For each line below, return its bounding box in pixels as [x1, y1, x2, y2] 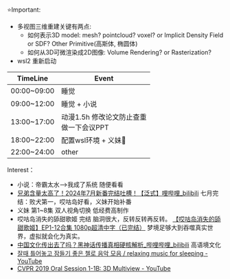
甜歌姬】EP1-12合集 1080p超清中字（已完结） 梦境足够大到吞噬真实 [16, 223, 207, 231]
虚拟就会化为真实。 [29, 232, 84, 240]
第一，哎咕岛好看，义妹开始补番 [41, 198, 132, 205]
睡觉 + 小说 [60, 99, 97, 109]
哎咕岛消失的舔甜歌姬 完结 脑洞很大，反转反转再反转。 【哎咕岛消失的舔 [16, 215, 221, 223]
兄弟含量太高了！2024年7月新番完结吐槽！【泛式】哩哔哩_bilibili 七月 [16, 189, 213, 197]
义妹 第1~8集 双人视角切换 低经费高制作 [16, 206, 129, 214]
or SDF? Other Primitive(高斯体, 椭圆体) [27, 40, 138, 48]
